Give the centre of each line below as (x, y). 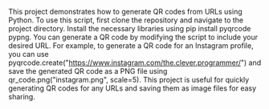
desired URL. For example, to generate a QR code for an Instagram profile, (131, 46)
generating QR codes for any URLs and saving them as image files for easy (132, 88)
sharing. (22, 97)
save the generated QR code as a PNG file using (88, 71)
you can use (29, 54)
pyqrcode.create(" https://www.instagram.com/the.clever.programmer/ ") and (135, 63)
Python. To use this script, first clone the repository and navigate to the (126, 20)
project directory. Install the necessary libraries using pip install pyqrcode (130, 28)
